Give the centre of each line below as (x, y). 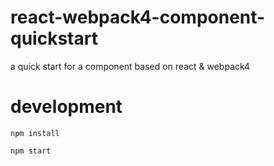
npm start (31, 151)
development (66, 107)
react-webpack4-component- (138, 17)
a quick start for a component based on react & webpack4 (130, 66)
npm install (35, 133)
